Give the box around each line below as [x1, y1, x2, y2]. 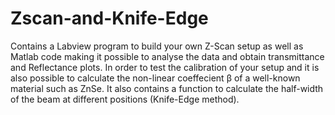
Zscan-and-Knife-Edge [10, 7, 209, 30]
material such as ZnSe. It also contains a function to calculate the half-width [10, 82, 324, 94]
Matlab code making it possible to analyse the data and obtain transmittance [10, 50, 325, 62]
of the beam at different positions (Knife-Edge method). [10, 93, 240, 105]
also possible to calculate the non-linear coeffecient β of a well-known [10, 72, 301, 84]
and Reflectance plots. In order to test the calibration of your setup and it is [10, 61, 320, 73]
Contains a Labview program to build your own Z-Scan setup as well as [10, 40, 304, 52]
